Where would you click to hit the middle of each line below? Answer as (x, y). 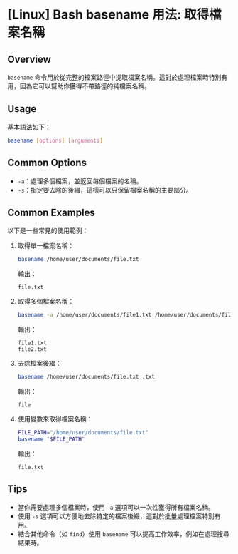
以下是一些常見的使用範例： (48, 231)
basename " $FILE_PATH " (51, 439)
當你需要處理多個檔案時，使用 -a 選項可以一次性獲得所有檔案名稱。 (116, 507)
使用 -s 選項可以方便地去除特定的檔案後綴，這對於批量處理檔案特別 (116, 516)
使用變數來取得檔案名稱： (55, 419)
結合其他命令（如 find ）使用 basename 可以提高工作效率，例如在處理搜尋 (123, 534)
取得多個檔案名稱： (46, 302)
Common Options (47, 163)
